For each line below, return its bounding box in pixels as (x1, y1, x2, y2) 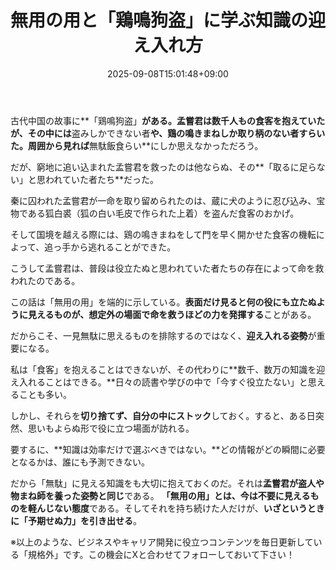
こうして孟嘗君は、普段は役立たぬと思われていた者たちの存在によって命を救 (10, 262, 325, 274)
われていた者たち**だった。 (44, 173, 159, 185)
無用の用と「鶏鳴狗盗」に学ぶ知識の (10, 9, 309, 32)
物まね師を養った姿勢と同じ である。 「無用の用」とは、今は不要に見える (10, 489, 311, 501)
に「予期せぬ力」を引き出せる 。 (10, 514, 142, 526)
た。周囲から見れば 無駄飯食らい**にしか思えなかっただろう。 (10, 139, 264, 151)
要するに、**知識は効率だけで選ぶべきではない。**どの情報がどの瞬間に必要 (10, 443, 326, 455)
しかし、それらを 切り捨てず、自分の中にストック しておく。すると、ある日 (10, 409, 316, 421)
